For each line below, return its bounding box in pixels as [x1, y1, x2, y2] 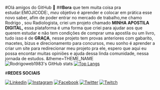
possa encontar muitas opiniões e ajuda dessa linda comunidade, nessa [5, 51, 149, 56]
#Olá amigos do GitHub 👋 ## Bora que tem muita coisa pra [5, 5, 121, 10]
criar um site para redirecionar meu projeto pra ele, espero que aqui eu [5, 46, 147, 51]
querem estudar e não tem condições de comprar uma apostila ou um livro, [5, 30, 156, 36]
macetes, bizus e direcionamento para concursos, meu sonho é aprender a [5, 40, 155, 46]
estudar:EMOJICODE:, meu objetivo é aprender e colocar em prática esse [5, 10, 152, 15]
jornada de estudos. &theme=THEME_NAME [5, 56, 94, 61]
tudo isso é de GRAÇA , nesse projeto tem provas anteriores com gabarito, [5, 35, 153, 41]
